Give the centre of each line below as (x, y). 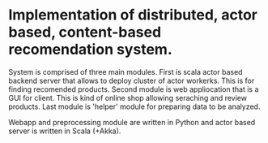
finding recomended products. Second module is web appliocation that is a (134, 89)
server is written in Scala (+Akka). (65, 131)
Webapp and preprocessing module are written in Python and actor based (132, 122)
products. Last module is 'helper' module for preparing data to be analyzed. (134, 106)
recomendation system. (90, 50)
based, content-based (85, 32)
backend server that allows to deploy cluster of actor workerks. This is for (132, 80)
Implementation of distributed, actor (133, 15)
